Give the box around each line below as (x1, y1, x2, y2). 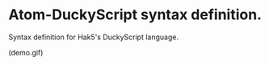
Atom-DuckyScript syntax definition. (8, 6, 263, 24)
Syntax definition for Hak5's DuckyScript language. (8, 32, 179, 42)
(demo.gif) (8, 47, 44, 57)
